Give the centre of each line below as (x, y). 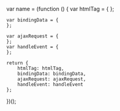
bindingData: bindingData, (52, 74)
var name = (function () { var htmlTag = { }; (60, 9)
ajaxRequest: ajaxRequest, (52, 79)
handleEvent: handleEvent (51, 85)
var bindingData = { (33, 20)
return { (17, 63)
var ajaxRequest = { (33, 36)
